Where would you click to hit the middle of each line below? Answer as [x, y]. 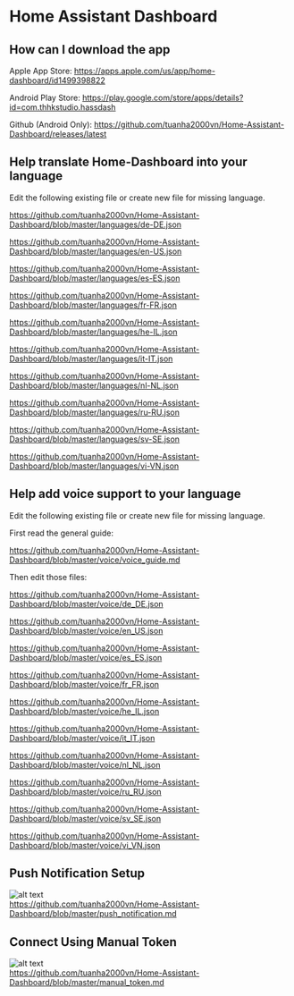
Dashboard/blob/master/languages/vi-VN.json [94, 466]
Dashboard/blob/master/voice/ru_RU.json [86, 791]
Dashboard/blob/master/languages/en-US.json [96, 251]
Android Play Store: [45, 97]
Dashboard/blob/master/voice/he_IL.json [84, 711]
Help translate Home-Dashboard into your [128, 162]
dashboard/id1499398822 [57, 80]
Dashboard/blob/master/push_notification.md [93, 914]
